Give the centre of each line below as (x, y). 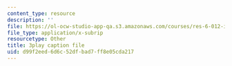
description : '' (30, 20)
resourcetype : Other (37, 39)
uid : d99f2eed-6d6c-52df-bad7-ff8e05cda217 (71, 52)
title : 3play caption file (46, 45)
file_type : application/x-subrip (55, 33)
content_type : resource (41, 13)
